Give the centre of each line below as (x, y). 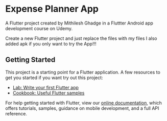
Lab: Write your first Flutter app (46, 87)
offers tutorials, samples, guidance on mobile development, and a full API (82, 108)
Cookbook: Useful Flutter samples (49, 93)
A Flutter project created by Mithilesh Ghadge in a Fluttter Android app (79, 23)
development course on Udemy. (39, 28)
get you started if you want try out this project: (54, 78)
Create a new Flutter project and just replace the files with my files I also (81, 38)
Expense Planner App (52, 9)
